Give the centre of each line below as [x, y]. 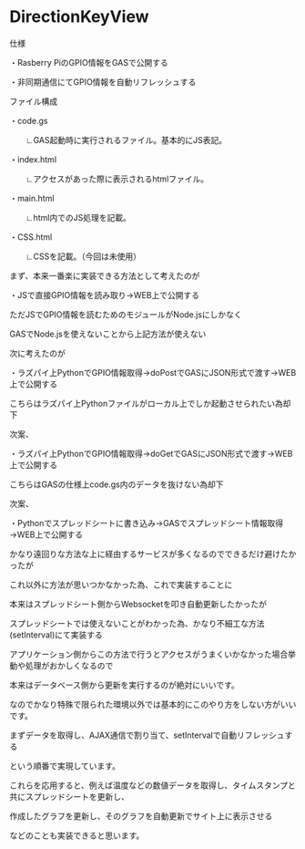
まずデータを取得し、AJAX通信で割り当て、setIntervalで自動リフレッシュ [147, 735]
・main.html [32, 198]
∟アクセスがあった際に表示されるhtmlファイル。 [117, 179]
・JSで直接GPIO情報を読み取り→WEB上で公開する [105, 295]
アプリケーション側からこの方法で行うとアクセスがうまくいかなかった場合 [149, 654]
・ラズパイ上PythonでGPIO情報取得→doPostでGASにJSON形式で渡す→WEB [153, 372]
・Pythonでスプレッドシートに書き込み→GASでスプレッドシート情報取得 [147, 523]
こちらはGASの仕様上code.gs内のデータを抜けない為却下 [117, 484]
